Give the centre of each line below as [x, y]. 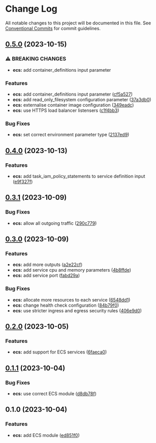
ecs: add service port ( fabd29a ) [46, 276]
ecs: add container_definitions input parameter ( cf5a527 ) [73, 94]
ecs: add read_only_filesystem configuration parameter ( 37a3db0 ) [82, 99]
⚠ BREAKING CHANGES [36, 59]
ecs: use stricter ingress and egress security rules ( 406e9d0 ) [77, 310]
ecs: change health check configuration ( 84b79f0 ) [66, 305]
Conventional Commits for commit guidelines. [53, 28]
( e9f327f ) [23, 182]
